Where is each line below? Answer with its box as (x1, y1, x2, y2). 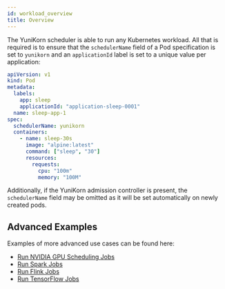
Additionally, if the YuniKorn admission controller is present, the (7, 186, 188, 194)
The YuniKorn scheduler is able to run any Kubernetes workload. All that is (7, 35, 219, 44)
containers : (13, 129, 48, 136)
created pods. (7, 201, 47, 209)
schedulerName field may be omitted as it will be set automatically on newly (7, 194, 219, 202)
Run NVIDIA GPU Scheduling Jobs (17, 253, 115, 261)
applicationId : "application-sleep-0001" (19, 103, 140, 110)
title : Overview (7, 17, 54, 24)
